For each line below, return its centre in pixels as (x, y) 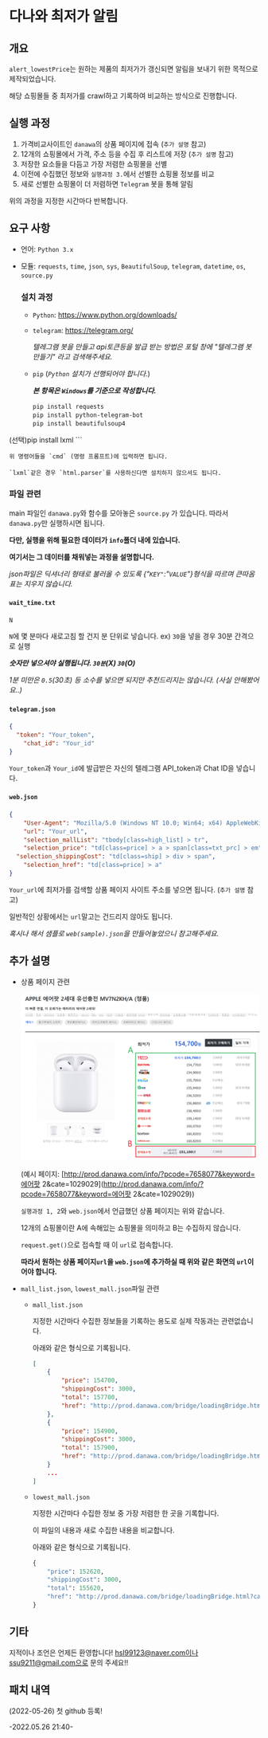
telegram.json (33, 709)
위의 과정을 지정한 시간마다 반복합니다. (68, 201)
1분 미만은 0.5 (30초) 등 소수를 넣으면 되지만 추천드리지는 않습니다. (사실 (120, 680)
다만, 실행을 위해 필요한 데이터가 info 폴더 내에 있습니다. (95, 539)
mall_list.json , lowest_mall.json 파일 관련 (90, 1289)
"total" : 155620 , (76, 1588)
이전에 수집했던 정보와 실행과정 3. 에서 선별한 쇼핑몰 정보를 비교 (117, 174)
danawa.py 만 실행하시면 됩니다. (57, 523)
